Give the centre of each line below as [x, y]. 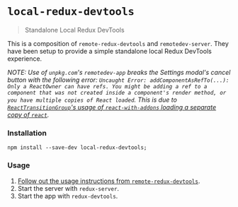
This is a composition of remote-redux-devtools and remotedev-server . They [118, 43]
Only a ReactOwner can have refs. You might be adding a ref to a [107, 86]
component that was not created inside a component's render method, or [117, 93]
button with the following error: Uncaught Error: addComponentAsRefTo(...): [118, 80]
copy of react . [28, 114]
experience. [25, 59]
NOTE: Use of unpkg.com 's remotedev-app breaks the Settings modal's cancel [119, 72]
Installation [27, 133]
